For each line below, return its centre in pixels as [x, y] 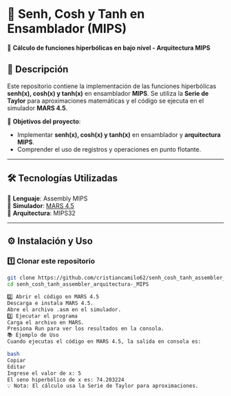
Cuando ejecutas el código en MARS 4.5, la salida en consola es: [104, 342]
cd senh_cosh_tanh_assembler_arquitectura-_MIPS [78, 284]
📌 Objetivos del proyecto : [44, 121]
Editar [16, 367]
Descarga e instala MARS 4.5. [51, 303]
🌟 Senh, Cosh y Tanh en [76, 14]
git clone [21, 278]
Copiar [16, 360]
